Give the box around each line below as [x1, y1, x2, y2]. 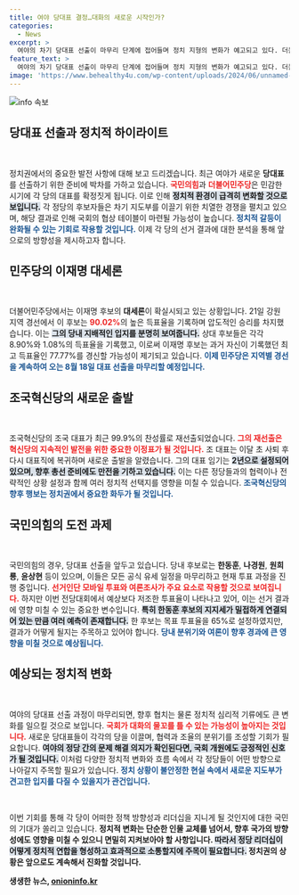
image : [9, 71, 34, 80]
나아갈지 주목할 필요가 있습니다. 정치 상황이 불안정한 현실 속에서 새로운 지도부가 [9, 764, 283, 776]
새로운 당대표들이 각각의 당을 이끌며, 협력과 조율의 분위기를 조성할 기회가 [28, 731, 280, 742]
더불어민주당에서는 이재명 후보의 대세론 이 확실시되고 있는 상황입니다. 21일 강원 [9, 306, 281, 316]
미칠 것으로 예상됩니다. [25, 638, 104, 648]
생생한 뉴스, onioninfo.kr [9, 875, 98, 886]
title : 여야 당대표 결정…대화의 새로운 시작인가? [9, 12, 166, 22]
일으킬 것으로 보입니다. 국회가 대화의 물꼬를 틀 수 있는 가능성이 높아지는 [25, 719, 271, 731]
